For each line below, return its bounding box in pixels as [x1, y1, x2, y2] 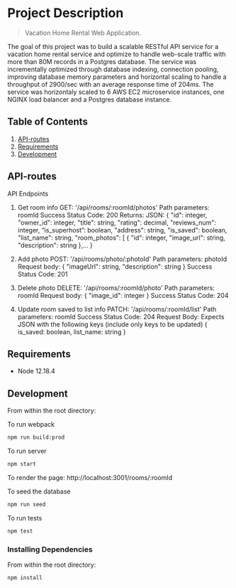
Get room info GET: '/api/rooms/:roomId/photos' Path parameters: [17, 203, 210, 211]
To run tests [7, 513, 43, 522]
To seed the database [7, 487, 71, 496]
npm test [7, 528, 33, 535]
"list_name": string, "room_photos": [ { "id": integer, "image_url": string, [17, 233, 225, 242]
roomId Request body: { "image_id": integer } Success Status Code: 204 [17, 291, 229, 299]
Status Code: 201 [17, 269, 68, 278]
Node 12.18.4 [17, 367, 55, 375]
